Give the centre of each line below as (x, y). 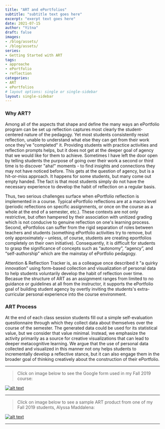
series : (13, 50)
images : (13, 37)
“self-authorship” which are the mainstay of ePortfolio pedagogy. (71, 253)
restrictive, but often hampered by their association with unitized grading (79, 217)
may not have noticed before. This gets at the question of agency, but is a (80, 171)
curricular (15, 294)
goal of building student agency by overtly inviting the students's (71, 289)
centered (14, 134)
